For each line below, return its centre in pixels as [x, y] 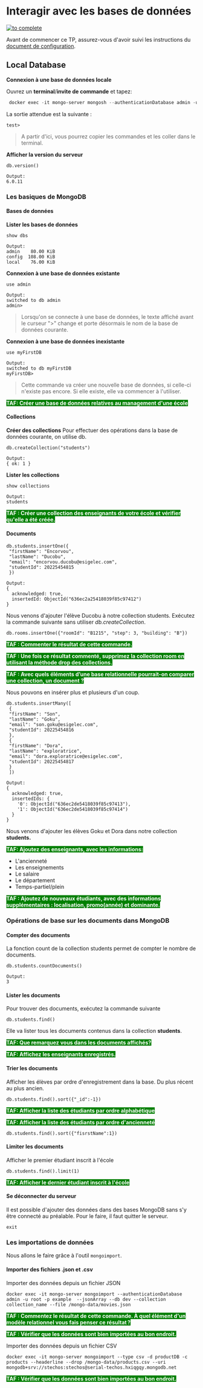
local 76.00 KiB [31, 262]
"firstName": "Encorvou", [41, 552]
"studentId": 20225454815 [41, 568]
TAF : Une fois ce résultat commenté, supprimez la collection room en [95, 656]
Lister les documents [33, 995]
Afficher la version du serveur [45, 154]
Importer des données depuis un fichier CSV [62, 1346]
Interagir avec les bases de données [99, 11]
